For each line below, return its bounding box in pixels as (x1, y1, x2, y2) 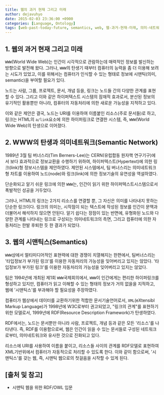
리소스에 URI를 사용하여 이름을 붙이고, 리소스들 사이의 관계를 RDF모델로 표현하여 (5, 342, 159, 348)
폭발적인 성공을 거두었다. (5, 187, 52, 193)
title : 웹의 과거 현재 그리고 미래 (5, 7, 67, 12)
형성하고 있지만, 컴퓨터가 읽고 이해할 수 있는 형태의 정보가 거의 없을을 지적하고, (5, 281, 155, 287)
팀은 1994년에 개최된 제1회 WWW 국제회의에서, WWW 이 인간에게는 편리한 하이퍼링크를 (5, 274, 159, 280)
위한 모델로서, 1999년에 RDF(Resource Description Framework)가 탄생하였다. (5, 310, 157, 316)
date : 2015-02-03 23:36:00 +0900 (5, 16, 73, 21)
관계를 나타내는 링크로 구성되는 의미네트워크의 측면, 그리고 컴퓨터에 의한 (14, 216, 152, 222)
